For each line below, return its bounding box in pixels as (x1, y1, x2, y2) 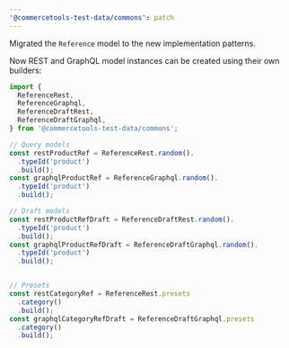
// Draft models (9, 207, 70, 216)
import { (9, 82, 42, 91)
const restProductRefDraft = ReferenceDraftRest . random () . (9, 215, 235, 224)
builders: (9, 65, 42, 76)
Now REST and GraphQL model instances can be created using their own (9, 55, 280, 66)
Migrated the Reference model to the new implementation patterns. (9, 38, 256, 49)
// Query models (9, 140, 70, 149)
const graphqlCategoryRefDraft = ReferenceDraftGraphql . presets (9, 314, 255, 324)
